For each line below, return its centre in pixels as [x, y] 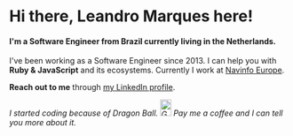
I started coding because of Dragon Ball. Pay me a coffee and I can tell [146, 113]
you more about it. [43, 123]
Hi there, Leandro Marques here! [131, 16]
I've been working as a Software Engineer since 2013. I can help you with [143, 61]
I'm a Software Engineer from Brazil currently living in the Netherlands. [143, 41]
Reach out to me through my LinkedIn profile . [92, 87]
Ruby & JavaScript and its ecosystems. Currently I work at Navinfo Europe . [147, 70]
